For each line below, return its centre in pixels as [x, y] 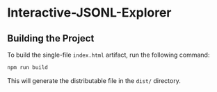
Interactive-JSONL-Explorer [89, 13]
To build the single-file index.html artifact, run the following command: [108, 55]
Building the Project [51, 38]
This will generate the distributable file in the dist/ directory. [94, 80]
